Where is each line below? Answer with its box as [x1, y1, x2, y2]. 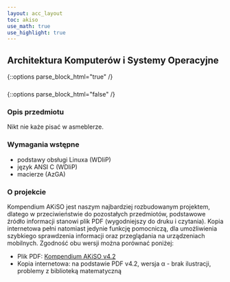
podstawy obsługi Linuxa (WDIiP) [16, 155, 111, 164]
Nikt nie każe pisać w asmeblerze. [7, 123, 104, 131]
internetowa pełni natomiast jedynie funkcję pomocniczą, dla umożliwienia [7, 224, 218, 233]
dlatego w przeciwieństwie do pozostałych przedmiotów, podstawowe [7, 209, 206, 218]
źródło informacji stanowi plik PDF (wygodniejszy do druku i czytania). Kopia [7, 217, 224, 225]
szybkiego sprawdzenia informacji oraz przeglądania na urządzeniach [7, 231, 205, 240]
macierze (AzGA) [16, 170, 66, 178]
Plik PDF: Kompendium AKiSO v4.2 [16, 252, 116, 260]
